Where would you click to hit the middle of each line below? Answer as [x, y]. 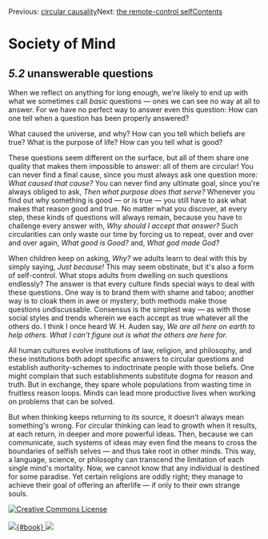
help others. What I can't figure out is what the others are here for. [118, 335]
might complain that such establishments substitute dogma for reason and [131, 376]
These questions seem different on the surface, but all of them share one [129, 158]
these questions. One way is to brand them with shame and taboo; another [131, 292]
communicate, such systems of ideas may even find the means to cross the [133, 442]
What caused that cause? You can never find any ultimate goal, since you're [134, 183]
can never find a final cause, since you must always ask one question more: [133, 175]
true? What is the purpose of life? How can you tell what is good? [116, 142]
